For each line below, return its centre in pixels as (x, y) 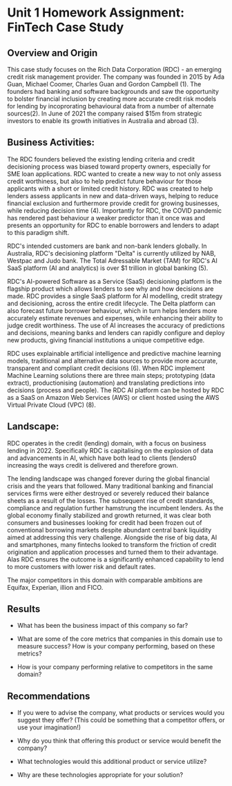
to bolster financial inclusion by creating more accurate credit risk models (112, 99)
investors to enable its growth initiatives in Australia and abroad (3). (103, 121)
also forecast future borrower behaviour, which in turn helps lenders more (112, 310)
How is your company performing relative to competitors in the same (115, 667)
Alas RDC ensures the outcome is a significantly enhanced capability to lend (116, 559)
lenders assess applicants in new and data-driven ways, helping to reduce (113, 195)
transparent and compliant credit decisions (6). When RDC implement (106, 368)
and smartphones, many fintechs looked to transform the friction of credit (112, 544)
